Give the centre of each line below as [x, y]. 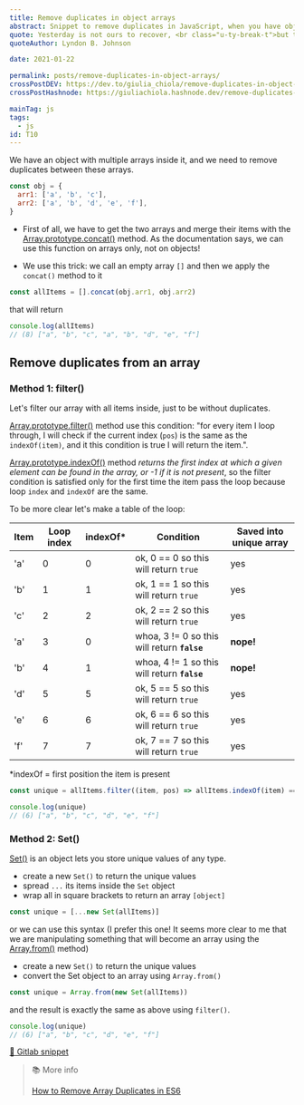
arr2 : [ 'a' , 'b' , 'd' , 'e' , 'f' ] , [82, 203]
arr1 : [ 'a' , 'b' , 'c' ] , [62, 195]
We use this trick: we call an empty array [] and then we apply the [146, 266]
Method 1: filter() [47, 388]
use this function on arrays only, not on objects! [111, 248]
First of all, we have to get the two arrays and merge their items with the [157, 228]
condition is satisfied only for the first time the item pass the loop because [147, 482]
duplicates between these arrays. [71, 170]
